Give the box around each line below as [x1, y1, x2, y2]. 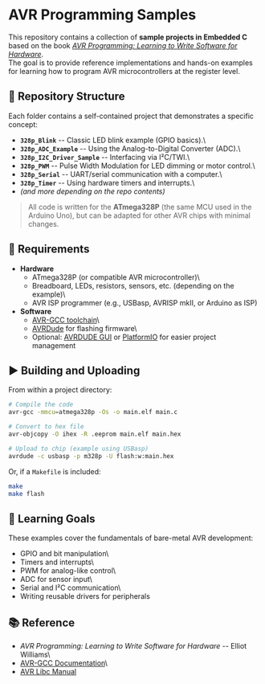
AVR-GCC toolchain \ [31, 315, 100, 325]
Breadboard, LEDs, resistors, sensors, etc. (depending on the [31, 281, 234, 290]
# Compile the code [8, 400, 74, 409]
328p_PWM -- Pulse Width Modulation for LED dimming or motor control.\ [19, 161, 255, 170]
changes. [27, 219, 59, 228]
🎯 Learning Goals [8, 512, 96, 526]
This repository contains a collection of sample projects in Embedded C [8, 32, 247, 42]
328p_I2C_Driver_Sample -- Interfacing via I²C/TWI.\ [19, 152, 190, 162]
